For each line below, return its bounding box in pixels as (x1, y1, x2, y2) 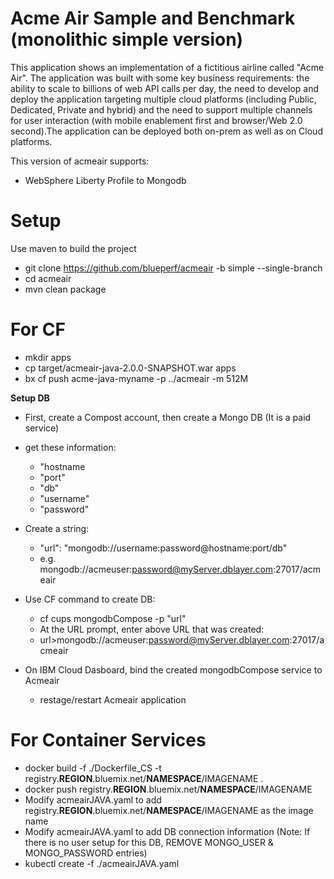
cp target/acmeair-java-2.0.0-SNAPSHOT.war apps (24, 362, 237, 374)
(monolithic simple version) (10, 28, 244, 51)
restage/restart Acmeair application (39, 693, 187, 706)
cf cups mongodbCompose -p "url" (39, 612, 187, 624)
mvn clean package (24, 283, 107, 295)
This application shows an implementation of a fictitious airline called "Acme (10, 61, 325, 73)
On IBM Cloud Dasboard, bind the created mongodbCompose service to (24, 663, 323, 676)
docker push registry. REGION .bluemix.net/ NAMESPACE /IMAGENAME (24, 783, 313, 795)
